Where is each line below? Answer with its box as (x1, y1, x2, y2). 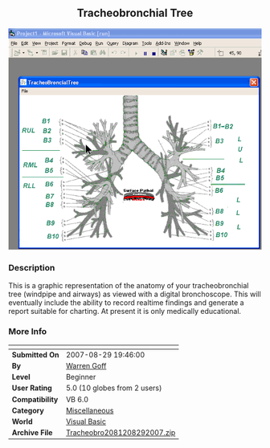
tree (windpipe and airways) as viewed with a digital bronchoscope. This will (8, 289, 261, 299)
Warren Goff (65, 360, 107, 370)
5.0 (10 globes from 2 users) (65, 383, 162, 393)
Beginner (65, 373, 96, 382)
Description (8, 263, 55, 274)
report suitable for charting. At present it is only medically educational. (8, 306, 242, 316)
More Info (8, 326, 47, 337)
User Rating (11, 383, 52, 393)
